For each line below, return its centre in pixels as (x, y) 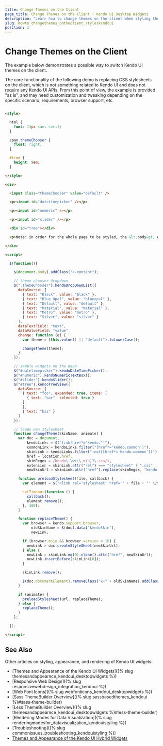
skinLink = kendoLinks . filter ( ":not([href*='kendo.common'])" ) (92, 452)
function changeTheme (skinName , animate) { (58, 434)
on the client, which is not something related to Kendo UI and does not (75, 85)
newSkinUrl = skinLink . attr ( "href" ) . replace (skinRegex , (84, 470)
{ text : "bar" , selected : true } (60, 398)
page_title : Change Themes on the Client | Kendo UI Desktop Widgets (77, 14)
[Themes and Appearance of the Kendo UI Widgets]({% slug (73, 671)
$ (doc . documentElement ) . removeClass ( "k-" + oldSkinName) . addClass (91, 581)
